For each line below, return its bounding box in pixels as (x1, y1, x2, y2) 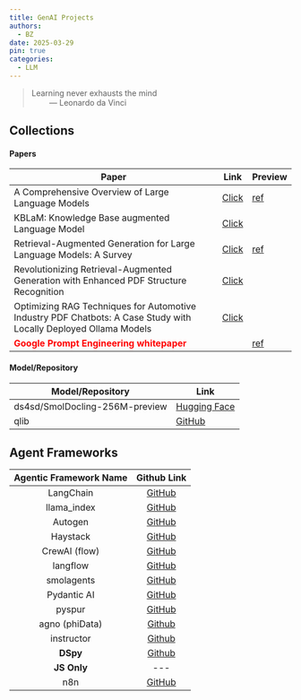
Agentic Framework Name (13, 471, 128, 484)
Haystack (50, 531, 91, 543)
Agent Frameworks (9, 445, 118, 461)
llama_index (46, 501, 96, 514)
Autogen (52, 516, 90, 529)
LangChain (47, 487, 94, 499)
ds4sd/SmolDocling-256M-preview (13, 400, 168, 412)
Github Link (135, 471, 186, 484)
